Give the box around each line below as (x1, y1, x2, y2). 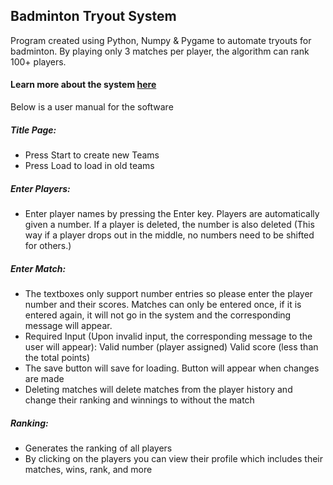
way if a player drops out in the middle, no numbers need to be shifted (24, 229, 315, 241)
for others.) (24, 239, 72, 251)
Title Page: (10, 124, 57, 136)
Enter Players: (10, 182, 71, 194)
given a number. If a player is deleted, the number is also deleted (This (24, 218, 315, 230)
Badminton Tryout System (10, 8, 177, 25)
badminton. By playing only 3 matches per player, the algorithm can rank (10, 45, 310, 57)
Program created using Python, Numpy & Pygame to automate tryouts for (10, 34, 312, 46)
